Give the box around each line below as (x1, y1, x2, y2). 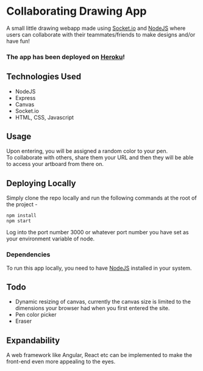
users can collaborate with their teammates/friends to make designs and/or (6, 31, 196, 38)
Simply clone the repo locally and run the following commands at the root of (6, 194, 197, 202)
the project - (6, 201, 38, 208)
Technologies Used (6, 71, 81, 82)
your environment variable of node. (6, 235, 95, 242)
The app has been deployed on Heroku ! (6, 52, 125, 61)
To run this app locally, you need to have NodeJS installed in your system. (6, 264, 192, 272)
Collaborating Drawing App (6, 4, 147, 18)
